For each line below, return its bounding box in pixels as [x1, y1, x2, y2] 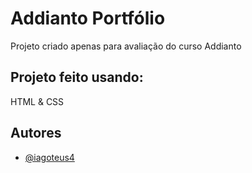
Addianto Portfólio [10, 7, 166, 30]
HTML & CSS [10, 95, 65, 107]
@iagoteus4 [24, 151, 75, 163]
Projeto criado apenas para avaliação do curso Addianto [10, 40, 242, 52]
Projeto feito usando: [10, 69, 144, 86]
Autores [10, 125, 62, 142]
